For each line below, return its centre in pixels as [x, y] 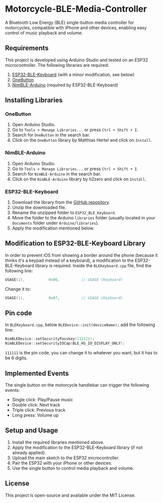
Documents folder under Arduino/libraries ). [55, 223]
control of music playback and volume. [44, 33]
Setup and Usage [32, 431]
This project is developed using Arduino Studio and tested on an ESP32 [77, 60]
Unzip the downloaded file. [39, 208]
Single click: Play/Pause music [42, 399]
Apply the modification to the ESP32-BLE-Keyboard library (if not [77, 447]
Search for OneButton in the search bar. [51, 135]
